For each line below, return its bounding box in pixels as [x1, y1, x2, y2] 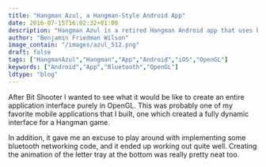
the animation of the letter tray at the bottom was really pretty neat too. [8, 150, 240, 159]
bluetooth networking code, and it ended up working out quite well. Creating [8, 141, 257, 150]
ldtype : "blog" [8, 70, 59, 78]
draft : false [8, 48, 51, 56]
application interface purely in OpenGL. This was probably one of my [8, 101, 234, 110]
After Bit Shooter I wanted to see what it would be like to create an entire [8, 92, 245, 101]
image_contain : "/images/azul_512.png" [8, 41, 140, 49]
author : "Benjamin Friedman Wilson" [8, 33, 129, 42]
